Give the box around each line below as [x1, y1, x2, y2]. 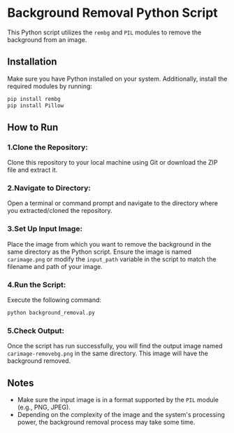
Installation [7, 56, 57, 68]
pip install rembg [7, 95, 61, 102]
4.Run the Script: [7, 280, 66, 289]
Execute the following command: [7, 296, 102, 304]
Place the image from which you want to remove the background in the [7, 240, 212, 248]
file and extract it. [7, 166, 58, 174]
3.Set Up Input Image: [7, 224, 82, 234]
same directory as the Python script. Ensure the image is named [7, 247, 192, 256]
